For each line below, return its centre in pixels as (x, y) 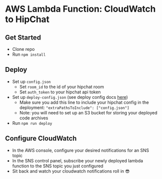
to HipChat (27, 19)
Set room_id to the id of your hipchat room (62, 87)
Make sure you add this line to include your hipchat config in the (84, 102)
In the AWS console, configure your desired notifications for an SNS (81, 150)
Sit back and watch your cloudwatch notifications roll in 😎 (71, 171)
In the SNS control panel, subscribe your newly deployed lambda (78, 160)
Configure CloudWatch (41, 139)
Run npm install (29, 54)
